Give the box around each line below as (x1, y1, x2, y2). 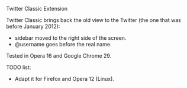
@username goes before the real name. (14, 41, 112, 48)
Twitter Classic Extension (6, 5, 68, 12)
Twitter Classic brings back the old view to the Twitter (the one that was (6, 17, 182, 23)
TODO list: (6, 64, 31, 71)
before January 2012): (6, 23, 60, 30)
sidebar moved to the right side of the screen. (14, 34, 127, 41)
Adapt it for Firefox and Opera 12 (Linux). (14, 76, 114, 82)
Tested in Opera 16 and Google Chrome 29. (6, 52, 112, 59)
